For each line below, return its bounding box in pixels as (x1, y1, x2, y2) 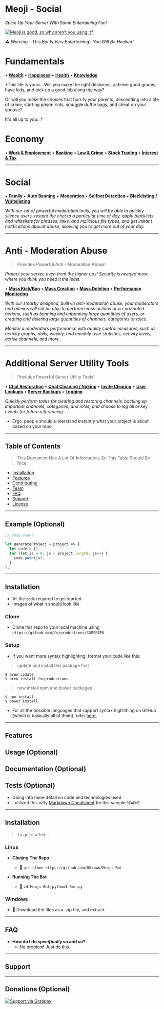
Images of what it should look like (12, 601, 80, 607)
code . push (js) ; (14, 556, 45, 560)
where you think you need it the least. (5, 276, 81, 282)
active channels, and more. (5, 336, 60, 342)
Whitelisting (5, 198, 31, 204)
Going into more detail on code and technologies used (12, 794, 122, 800)
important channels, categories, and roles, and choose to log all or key (5, 403, 148, 409)
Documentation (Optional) (5, 765, 86, 773)
